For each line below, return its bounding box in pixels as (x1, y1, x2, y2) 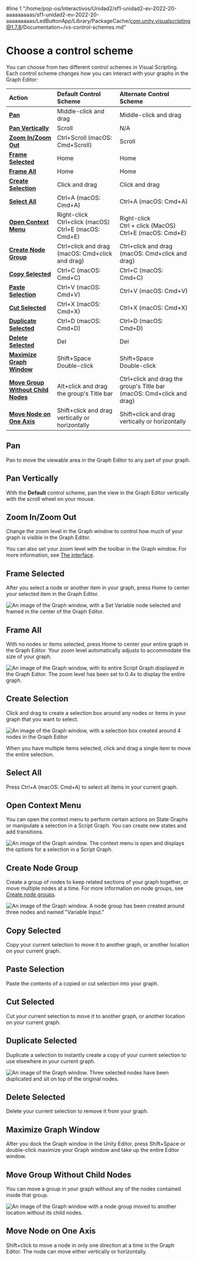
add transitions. (6, 828, 44, 835)
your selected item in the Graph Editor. (6, 591, 99, 598)
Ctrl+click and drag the (119, 375, 183, 383)
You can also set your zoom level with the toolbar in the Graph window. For (6, 545, 187, 552)
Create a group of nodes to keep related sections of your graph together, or (6, 879, 189, 886)
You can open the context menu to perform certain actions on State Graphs (6, 816, 188, 823)
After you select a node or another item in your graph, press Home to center (6, 584, 190, 591)
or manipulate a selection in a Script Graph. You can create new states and (6, 822, 186, 829)
